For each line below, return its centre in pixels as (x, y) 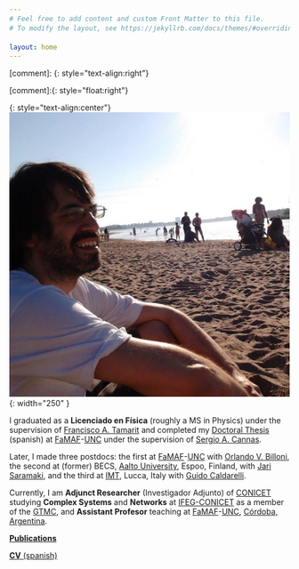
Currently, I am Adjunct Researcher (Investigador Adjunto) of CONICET (140, 493)
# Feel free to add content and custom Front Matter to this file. (137, 19)
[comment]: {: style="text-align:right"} (79, 73)
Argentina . (28, 521)
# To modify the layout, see (63, 28)
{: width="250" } (40, 404)
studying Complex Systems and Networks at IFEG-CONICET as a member (147, 502)
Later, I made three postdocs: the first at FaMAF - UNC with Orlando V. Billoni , (149, 457)
